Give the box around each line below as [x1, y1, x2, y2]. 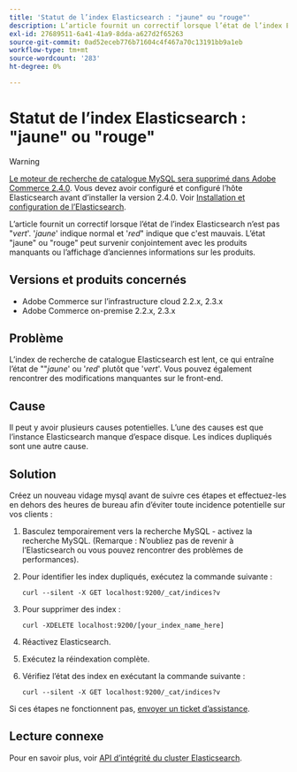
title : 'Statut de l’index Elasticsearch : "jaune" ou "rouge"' [9, 12, 251, 22]
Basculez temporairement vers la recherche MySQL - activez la [21, 526, 253, 537]
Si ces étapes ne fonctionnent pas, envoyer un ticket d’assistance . [9, 704, 250, 715]
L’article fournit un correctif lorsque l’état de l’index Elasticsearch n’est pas [9, 218, 280, 229]
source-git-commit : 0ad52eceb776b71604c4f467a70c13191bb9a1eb [9, 37, 243, 47]
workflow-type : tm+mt [9, 46, 89, 55]
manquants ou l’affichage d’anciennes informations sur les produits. [9, 247, 256, 257]
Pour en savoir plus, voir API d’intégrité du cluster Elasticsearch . [9, 753, 243, 763]
